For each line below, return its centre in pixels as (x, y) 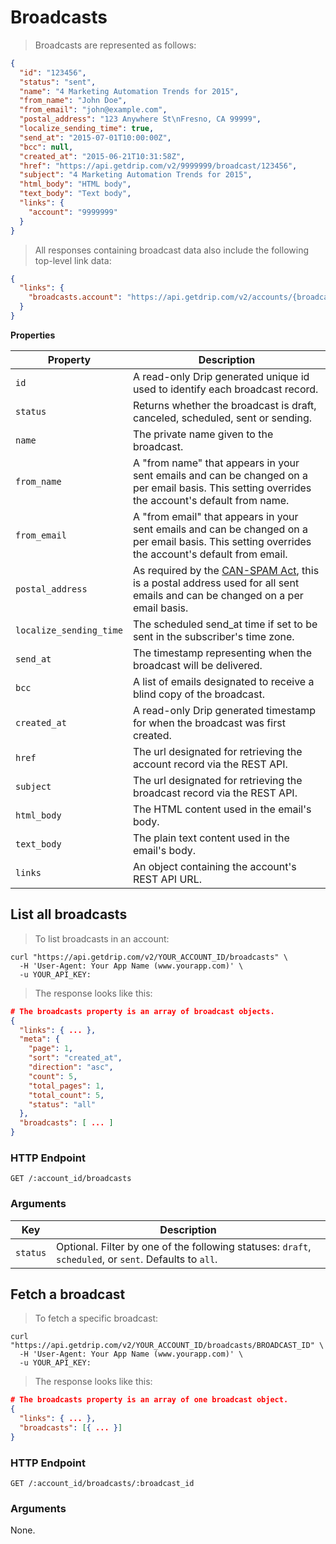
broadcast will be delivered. (197, 665)
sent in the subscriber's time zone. (213, 636)
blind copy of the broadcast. (198, 694)
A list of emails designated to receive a (223, 681)
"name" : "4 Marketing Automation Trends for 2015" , (129, 91)
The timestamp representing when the (222, 653)
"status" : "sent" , (58, 82)
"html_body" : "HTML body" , (75, 184)
